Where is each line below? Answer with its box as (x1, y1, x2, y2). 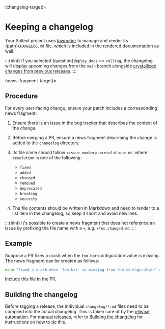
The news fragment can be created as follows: (5, 258, 99, 263)
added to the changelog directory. (12, 140, 80, 146)
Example (5, 239, 32, 248)
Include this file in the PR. (5, 276, 56, 282)
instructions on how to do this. (5, 319, 66, 325)
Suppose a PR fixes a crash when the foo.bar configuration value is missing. (5, 252, 160, 258)
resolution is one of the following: (12, 155, 82, 161)
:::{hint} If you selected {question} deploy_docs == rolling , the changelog (5, 58, 153, 64)
